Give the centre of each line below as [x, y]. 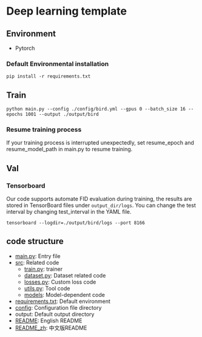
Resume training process [44, 130]
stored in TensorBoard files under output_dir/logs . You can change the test [101, 205]
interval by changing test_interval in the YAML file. [69, 212]
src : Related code [37, 262]
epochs [15, 114]
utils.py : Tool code [47, 288]
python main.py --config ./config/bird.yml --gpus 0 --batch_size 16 [96, 109]
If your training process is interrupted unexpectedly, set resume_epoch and [100, 143]
